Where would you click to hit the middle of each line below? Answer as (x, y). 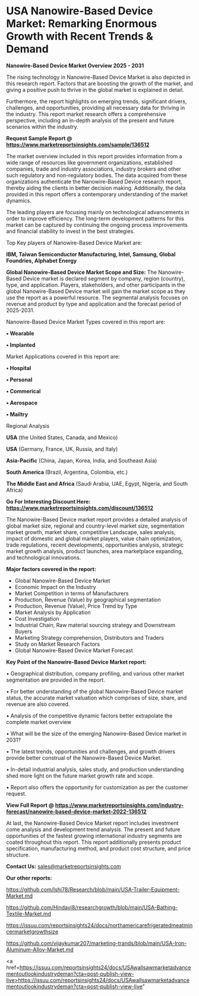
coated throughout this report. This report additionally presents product (94, 842)
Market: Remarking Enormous (82, 24)
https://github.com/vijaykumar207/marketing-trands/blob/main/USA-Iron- (97, 943)
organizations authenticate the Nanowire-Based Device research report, (94, 181)
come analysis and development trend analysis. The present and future (93, 829)
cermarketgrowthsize (32, 932)
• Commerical (23, 391)
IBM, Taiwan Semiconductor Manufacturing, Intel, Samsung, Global (91, 254)
